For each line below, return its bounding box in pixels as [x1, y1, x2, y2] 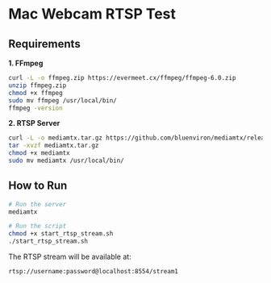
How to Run [8, 179, 68, 193]
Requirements [8, 37, 81, 51]
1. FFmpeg [8, 58, 44, 68]
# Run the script [8, 223, 67, 231]
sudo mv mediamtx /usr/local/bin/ [8, 156, 125, 164]
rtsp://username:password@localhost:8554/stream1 [8, 268, 179, 276]
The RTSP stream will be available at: [8, 252, 131, 262]
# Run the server [8, 200, 67, 208]
